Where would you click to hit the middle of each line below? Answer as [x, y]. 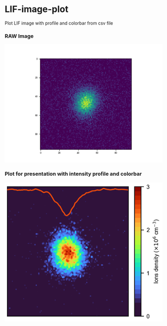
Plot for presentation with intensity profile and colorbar [73, 174]
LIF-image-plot [37, 9]
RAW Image [19, 36]
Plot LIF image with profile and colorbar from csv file [59, 23]
